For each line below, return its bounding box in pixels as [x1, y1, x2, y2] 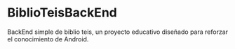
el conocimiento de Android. [7, 35, 89, 43]
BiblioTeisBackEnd [7, 5, 117, 21]
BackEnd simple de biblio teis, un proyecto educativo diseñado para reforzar [7, 28, 229, 36]
